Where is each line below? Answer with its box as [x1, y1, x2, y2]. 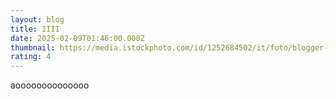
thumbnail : [10, 42, 56, 53]
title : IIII [10, 24, 60, 34]
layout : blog [10, 14, 65, 25]
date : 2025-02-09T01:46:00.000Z [10, 33, 145, 43]
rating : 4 [10, 52, 52, 62]
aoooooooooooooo [10, 79, 90, 91]
